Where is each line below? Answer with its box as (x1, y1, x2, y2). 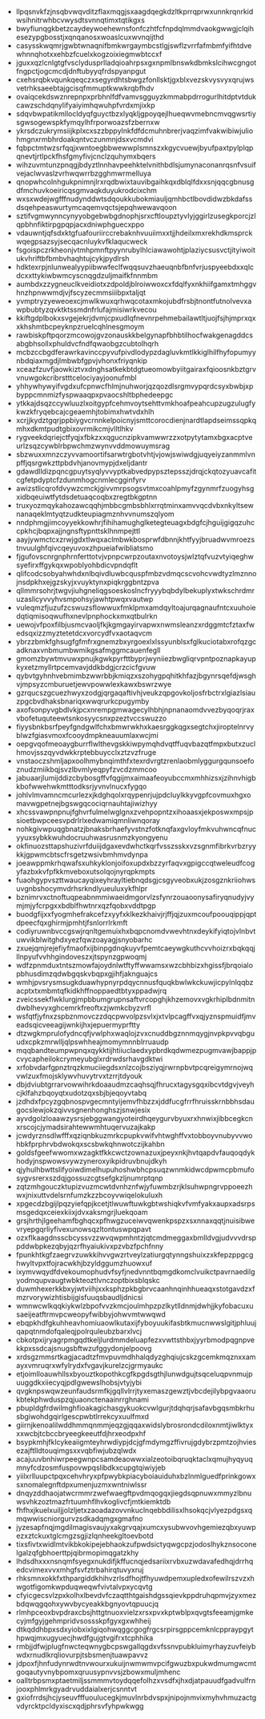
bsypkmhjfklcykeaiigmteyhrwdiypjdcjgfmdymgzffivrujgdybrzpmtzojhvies (15, 1438, 257, 1447)
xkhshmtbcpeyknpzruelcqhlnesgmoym (15, 322, 145, 331)
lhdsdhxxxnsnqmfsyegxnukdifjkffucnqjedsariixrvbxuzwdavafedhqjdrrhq (15, 1556, 254, 1566)
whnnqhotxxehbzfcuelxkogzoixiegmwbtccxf (15, 50, 163, 59)
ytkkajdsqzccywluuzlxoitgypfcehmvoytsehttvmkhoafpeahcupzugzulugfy (15, 398, 256, 408)
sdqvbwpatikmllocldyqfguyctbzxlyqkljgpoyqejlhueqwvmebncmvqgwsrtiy (15, 109, 256, 119)
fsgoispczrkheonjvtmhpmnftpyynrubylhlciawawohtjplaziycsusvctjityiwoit (15, 245, 256, 255)
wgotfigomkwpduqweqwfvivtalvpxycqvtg (15, 1582, 154, 1592)
